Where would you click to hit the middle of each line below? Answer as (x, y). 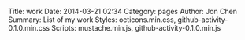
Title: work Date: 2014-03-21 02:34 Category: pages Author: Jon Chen (123, 11)
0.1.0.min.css (29, 28)
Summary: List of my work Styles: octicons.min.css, (92, 20)
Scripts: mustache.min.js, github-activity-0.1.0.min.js (136, 28)
